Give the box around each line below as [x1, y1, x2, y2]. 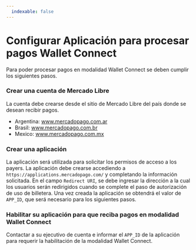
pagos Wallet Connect [6, 46, 117, 59]
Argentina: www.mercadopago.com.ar [14, 118, 108, 125]
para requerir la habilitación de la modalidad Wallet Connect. [6, 238, 153, 245]
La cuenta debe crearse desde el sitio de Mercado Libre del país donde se [6, 100, 187, 107]
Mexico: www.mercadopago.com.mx [14, 130, 104, 137]
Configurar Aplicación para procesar [6, 34, 190, 47]
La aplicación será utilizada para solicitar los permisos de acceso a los [6, 158, 177, 165]
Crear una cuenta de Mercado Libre [6, 86, 109, 95]
